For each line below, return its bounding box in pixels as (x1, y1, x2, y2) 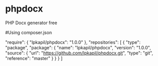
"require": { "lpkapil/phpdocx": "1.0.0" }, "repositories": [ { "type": (5, 39, 141, 45)
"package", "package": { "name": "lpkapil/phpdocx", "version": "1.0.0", (5, 44, 151, 50)
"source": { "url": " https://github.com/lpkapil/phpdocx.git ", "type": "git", (5, 50, 153, 56)
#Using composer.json (5, 29, 52, 35)
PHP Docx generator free (5, 20, 57, 26)
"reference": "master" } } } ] (5, 55, 63, 61)
